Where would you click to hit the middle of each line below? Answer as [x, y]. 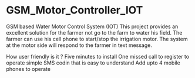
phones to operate [28, 69]
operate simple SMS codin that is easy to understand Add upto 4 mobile [93, 63]
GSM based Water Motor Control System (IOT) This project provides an [92, 26]
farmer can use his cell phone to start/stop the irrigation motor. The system [97, 39]
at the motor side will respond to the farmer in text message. [79, 45]
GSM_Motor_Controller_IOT [75, 10]
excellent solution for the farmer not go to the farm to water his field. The [94, 32]
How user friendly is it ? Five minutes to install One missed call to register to [98, 56]
